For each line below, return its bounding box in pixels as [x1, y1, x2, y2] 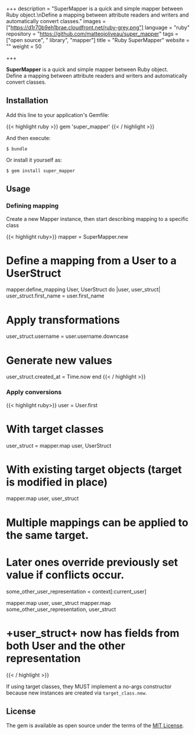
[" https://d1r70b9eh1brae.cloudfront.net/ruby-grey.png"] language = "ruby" [6, 24, 190, 31]
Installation [6, 96, 48, 106]
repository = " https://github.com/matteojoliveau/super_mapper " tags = [6, 30, 179, 37]
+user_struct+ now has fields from [6, 626, 180, 640]
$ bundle [6, 145, 28, 152]
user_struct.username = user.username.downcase [6, 332, 129, 340]
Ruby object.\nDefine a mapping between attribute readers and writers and [6, 11, 189, 18]
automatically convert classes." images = [6, 18, 106, 24]
